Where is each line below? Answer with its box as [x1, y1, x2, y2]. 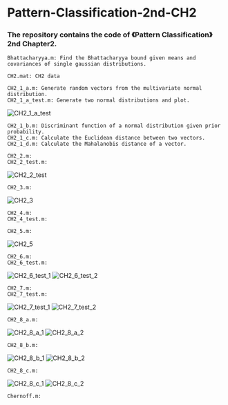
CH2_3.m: [7, 185, 32, 191]
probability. [7, 129, 45, 135]
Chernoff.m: [7, 393, 41, 400]
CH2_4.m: [7, 209, 32, 217]
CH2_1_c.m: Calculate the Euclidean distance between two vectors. [7, 135, 206, 142]
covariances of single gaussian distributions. [7, 61, 147, 68]
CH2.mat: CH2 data [7, 73, 60, 80]
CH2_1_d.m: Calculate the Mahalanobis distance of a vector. [7, 140, 187, 148]
